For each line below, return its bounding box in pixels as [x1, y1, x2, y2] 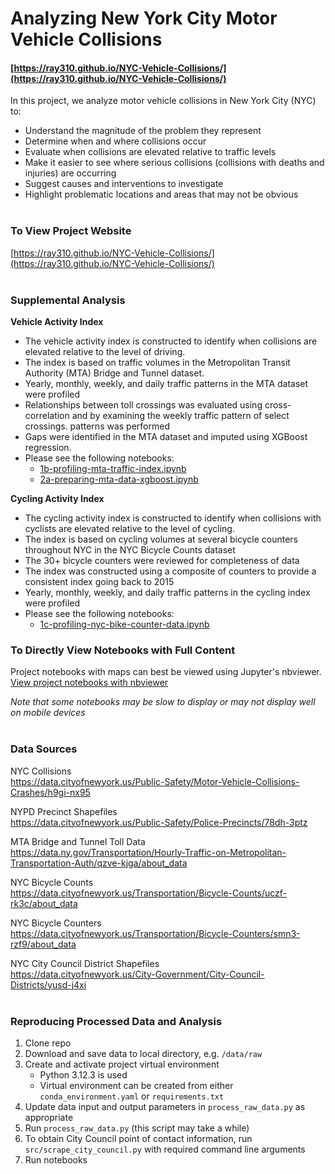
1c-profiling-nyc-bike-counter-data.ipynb [39, 618, 210, 630]
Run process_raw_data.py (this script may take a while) [24, 1122, 250, 1134]
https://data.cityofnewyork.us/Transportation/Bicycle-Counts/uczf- [10, 887, 288, 899]
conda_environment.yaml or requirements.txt [39, 1090, 225, 1102]
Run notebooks [24, 1153, 88, 1166]
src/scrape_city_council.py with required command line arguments [24, 1143, 306, 1155]
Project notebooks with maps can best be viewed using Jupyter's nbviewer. [10, 666, 322, 678]
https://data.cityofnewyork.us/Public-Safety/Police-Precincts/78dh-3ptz [10, 816, 308, 828]
